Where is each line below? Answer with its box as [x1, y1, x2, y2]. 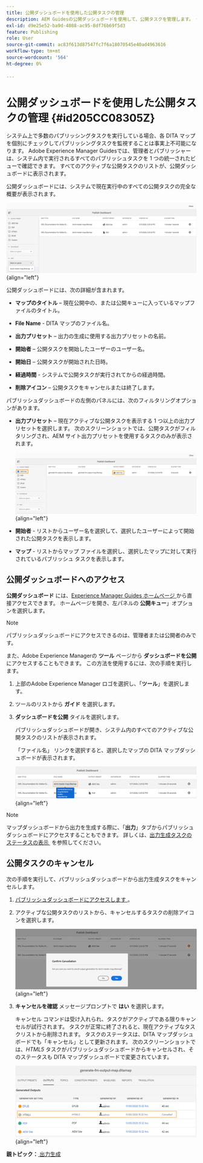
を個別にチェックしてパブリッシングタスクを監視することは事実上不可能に [6, 140, 192, 147]
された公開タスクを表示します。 [14, 534, 95, 542]
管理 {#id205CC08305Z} [27, 111, 155, 125]
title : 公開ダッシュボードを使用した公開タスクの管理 [6, 10, 124, 16]
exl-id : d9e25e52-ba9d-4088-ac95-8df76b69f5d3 [6, 22, 126, 28]
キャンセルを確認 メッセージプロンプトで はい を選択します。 [14, 1002, 167, 1010]
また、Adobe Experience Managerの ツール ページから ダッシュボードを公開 [6, 652, 197, 659]
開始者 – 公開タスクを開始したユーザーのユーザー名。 [14, 345, 148, 352]
